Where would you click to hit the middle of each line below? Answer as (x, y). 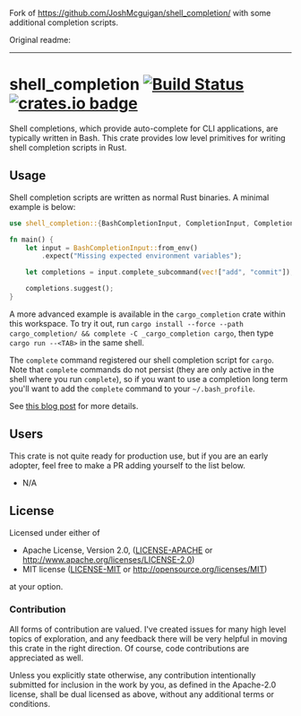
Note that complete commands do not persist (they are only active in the (142, 369)
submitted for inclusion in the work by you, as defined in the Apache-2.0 (142, 685)
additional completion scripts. (64, 22)
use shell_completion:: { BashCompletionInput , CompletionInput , (130, 223)
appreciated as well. (46, 658)
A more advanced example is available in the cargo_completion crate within (148, 314)
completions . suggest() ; (70, 289)
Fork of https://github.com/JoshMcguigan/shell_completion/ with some (140, 13)
